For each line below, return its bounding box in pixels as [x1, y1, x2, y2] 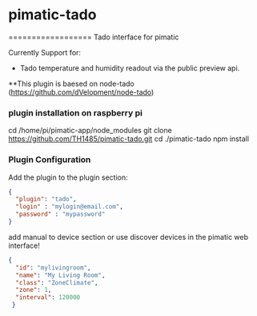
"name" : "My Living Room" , [15, 271, 106, 279]
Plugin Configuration [8, 154, 91, 165]
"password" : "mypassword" [15, 210, 106, 218]
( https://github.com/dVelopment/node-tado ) [8, 87, 155, 97]
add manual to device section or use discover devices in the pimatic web [8, 232, 249, 241]
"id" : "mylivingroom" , [15, 263, 91, 272]
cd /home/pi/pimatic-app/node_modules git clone [8, 126, 172, 136]
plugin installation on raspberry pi [8, 107, 143, 118]
